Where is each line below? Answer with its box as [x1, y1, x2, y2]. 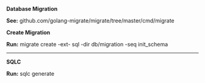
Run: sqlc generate [6, 70, 55, 77]
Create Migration [6, 29, 51, 36]
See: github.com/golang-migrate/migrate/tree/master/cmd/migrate [6, 17, 175, 24]
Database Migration [6, 5, 58, 12]
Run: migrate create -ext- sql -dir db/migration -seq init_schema [6, 41, 168, 48]
